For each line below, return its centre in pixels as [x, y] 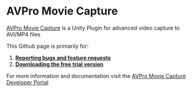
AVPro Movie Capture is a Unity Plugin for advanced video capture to [93, 28]
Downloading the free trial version [59, 64]
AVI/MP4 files [23, 34]
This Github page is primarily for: [48, 46]
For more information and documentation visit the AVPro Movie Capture [96, 76]
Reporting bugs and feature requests [63, 57]
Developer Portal [27, 82]
